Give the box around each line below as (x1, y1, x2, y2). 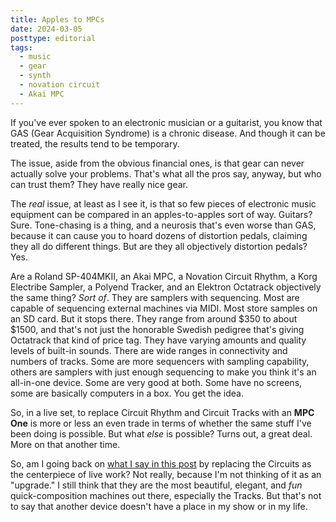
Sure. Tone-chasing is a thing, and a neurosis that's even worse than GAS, (10, 219, 317, 231)
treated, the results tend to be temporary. (10, 137, 180, 150)
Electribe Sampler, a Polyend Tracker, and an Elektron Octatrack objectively (10, 281, 322, 293)
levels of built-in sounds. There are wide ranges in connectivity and (10, 344, 288, 356)
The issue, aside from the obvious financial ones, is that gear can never (10, 157, 305, 169)
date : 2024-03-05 (10, 24, 83, 34)
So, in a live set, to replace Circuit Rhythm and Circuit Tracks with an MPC (10, 406, 315, 418)
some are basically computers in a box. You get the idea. (10, 387, 244, 399)
